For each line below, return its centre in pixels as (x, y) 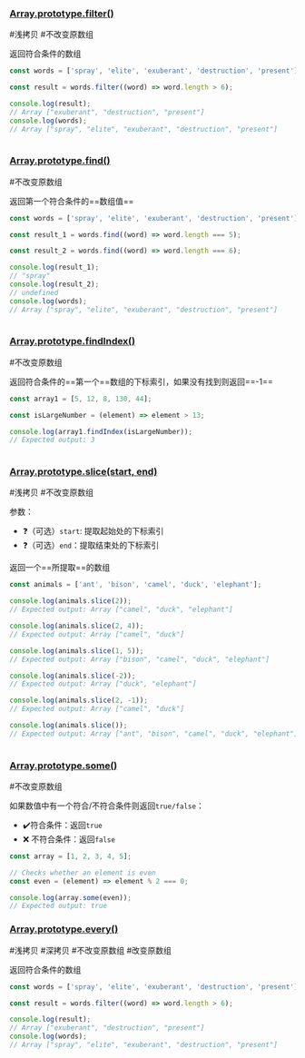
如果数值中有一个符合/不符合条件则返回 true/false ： (107, 806)
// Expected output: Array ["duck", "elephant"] (103, 684)
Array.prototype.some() (64, 766)
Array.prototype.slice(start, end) (84, 472)
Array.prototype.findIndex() (73, 341)
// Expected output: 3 (52, 440)
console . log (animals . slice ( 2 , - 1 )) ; (79, 701)
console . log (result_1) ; (54, 267)
